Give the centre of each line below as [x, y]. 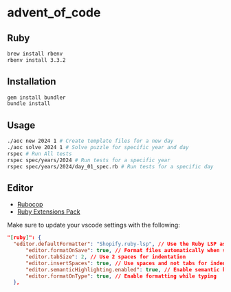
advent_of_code [54, 13]
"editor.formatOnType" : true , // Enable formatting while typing [121, 276]
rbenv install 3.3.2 [37, 60]
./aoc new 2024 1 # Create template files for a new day [90, 141]
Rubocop [30, 205]
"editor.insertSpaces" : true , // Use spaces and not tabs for [116, 263]
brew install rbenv [35, 54]
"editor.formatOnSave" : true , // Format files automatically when [122, 251]
